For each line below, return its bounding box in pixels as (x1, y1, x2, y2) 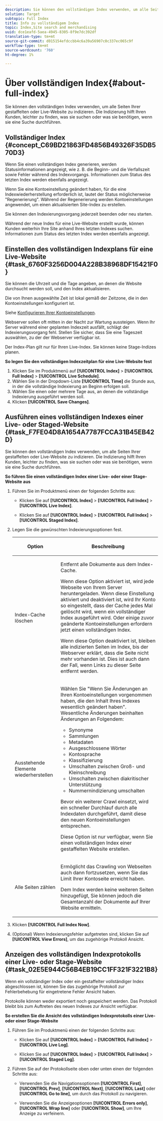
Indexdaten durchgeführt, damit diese (60, 810, 147, 817)
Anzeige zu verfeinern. (19, 1110, 65, 1116)
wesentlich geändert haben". (60, 703, 127, 710)
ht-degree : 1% (5, 52, 34, 57)
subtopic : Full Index (5, 16, 49, 21)
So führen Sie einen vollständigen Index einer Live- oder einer (5, 473, 132, 479)
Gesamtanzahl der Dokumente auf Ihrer (60, 898, 150, 905)
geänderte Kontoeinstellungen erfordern (60, 620, 153, 627)
